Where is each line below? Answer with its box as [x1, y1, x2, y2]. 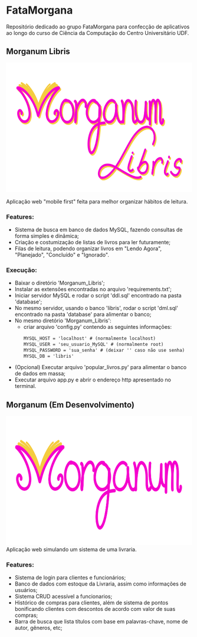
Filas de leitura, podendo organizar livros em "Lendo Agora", [14, 245, 162, 252]
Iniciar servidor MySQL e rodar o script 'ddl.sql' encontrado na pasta [14, 292, 182, 299]
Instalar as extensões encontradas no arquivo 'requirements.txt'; [14, 286, 172, 293]
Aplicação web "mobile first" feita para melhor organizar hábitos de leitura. [6, 198, 188, 205]
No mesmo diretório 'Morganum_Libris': [14, 317, 111, 324]
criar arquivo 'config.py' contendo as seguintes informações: [23, 324, 172, 331]
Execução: [6, 266, 37, 274]
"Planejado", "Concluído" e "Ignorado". [14, 251, 109, 258]
